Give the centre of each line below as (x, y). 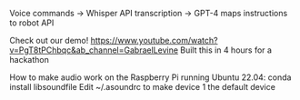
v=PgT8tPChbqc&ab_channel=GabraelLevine (94, 50)
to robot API (32, 23)
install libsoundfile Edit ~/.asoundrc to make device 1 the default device (142, 87)
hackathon (30, 60)
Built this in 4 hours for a (226, 50)
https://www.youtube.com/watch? (154, 40)
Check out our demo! (49, 40)
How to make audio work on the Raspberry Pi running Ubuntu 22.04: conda (150, 77)
